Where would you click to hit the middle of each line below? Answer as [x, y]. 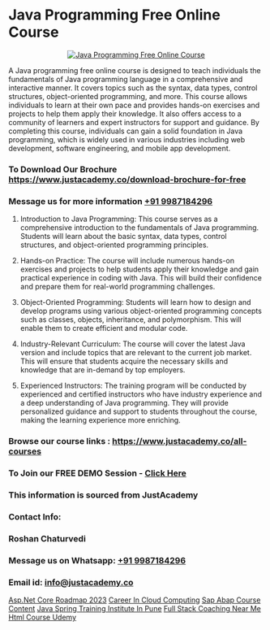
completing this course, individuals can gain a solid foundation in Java [126, 131]
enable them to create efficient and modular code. [104, 328]
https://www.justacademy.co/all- [180, 441]
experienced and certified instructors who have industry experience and [141, 394]
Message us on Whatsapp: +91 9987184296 [97, 560]
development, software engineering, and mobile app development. [120, 148]
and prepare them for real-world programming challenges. [118, 287]
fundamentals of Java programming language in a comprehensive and [126, 79]
